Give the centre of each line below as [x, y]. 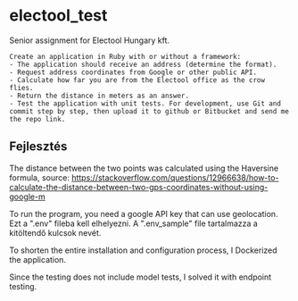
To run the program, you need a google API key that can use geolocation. [144, 213]
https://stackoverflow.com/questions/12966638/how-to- [175, 177]
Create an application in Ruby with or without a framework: [125, 56]
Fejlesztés [38, 147]
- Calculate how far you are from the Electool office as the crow [137, 80]
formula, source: [39, 177]
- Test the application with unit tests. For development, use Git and [145, 104]
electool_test [58, 16]
